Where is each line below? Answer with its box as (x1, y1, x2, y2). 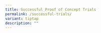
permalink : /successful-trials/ (5, 12, 72, 16)
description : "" (5, 20, 39, 26)
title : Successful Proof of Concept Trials (5, 7, 97, 12)
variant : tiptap (5, 16, 39, 21)
